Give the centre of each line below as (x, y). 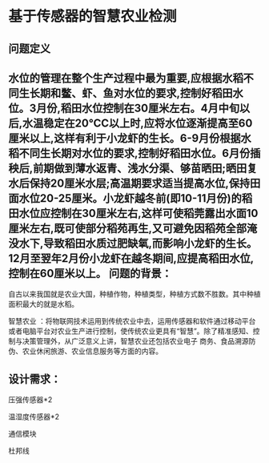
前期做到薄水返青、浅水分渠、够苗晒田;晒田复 (145, 168)
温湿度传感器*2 (34, 417)
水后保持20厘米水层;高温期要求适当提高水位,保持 (129, 183)
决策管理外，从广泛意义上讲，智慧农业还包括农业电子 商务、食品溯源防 (139, 341)
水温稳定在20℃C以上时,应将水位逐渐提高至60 (138, 123)
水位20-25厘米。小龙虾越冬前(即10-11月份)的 (130, 198)
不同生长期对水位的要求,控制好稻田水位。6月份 (134, 153)
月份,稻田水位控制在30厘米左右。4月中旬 (138, 108)
